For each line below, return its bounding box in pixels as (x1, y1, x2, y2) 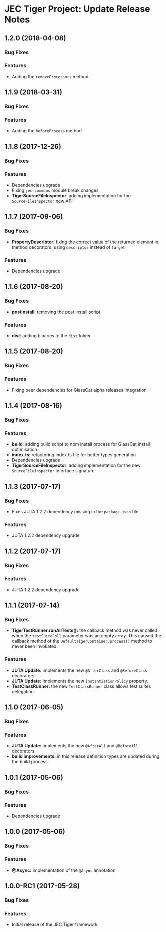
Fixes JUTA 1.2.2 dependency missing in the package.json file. (11, 508, 140, 514)
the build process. (11, 759, 49, 765)
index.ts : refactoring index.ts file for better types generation (11, 452, 136, 458)
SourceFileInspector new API (11, 198, 73, 204)
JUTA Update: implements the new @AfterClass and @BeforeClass (11, 667, 148, 673)
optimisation (11, 446, 38, 453)
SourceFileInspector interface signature (11, 468, 95, 474)
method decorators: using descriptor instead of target (11, 244, 125, 250)
